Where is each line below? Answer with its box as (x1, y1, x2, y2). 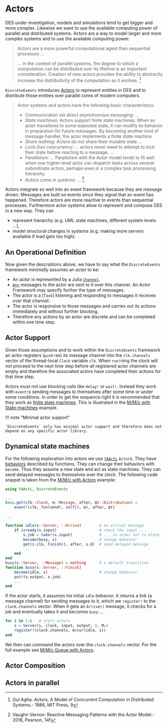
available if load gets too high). (12, 233, 76, 239)
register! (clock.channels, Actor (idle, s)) (14, 628, 106, 633)
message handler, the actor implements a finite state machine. (24, 133, 153, 139)
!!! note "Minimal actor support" (5, 414, 70, 420)
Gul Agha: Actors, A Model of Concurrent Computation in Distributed (12, 696, 154, 703)
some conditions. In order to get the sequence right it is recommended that (5, 394, 160, 400)
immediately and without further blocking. (12, 308, 99, 314)
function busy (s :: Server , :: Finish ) (5, 565, 81, 570)
